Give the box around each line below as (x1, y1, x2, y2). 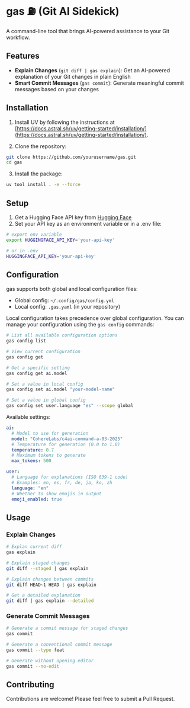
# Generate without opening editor (6, 658, 94, 664)
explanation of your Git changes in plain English (14, 73, 131, 80)
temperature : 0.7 (11, 447, 54, 453)
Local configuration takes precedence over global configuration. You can (6, 315, 185, 322)
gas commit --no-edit (6, 663, 60, 669)
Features (6, 51, 40, 61)
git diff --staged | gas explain (6, 565, 89, 571)
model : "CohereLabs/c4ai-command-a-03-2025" (11, 435, 123, 442)
